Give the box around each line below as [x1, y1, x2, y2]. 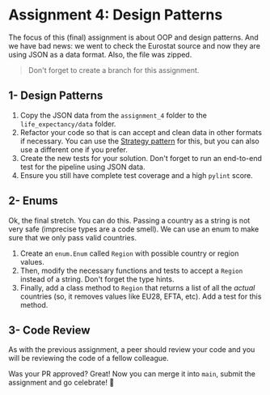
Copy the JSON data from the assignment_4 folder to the [19, 110, 208, 120]
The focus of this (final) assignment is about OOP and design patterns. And [8, 32, 259, 42]
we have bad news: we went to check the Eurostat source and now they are [8, 40, 261, 50]
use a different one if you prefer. [19, 144, 128, 155]
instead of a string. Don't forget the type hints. [19, 274, 175, 284]
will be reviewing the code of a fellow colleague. [8, 354, 169, 363]
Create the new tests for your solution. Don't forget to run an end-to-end [19, 153, 263, 163]
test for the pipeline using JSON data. [19, 162, 146, 172]
